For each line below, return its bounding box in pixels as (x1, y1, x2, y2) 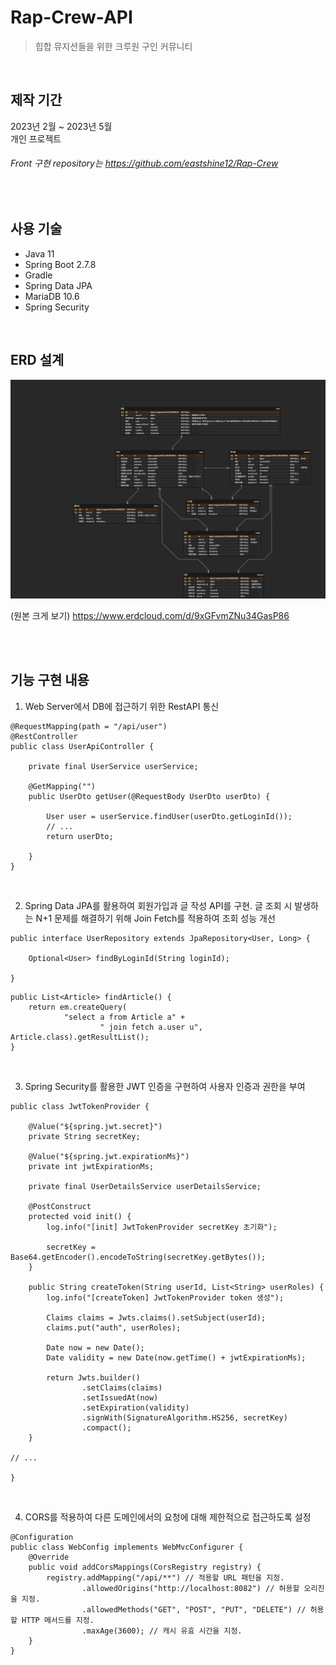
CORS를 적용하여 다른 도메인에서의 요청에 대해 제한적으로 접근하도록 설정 (24, 1511, 312, 1523)
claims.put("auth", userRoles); (46, 1322, 182, 1333)
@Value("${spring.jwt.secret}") (28, 1121, 163, 1131)
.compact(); (81, 1422, 132, 1433)
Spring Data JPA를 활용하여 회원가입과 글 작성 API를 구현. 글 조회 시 (24, 899, 293, 911)
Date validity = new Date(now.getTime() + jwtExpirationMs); (46, 1352, 307, 1363)
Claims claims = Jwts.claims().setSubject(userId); (46, 1312, 267, 1323)
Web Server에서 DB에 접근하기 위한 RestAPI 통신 (24, 700, 220, 712)
